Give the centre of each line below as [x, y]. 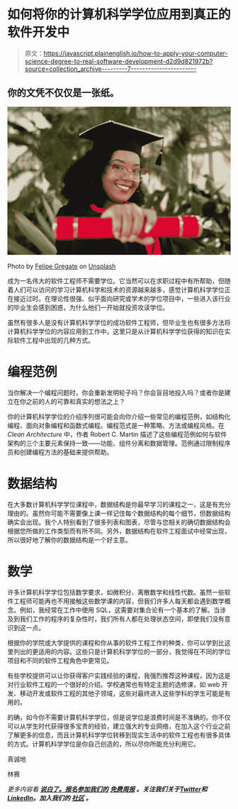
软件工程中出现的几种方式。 [53, 341]
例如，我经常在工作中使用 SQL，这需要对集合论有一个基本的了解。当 [120, 610]
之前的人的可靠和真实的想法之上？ [75, 402]
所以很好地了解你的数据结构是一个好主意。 [69, 540]
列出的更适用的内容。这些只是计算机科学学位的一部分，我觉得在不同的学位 [122, 652]
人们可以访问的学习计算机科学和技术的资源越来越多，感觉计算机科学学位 [119, 290]
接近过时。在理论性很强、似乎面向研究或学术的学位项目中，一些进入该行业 [122, 299]
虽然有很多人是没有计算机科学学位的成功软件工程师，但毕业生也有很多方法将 [119, 323]
